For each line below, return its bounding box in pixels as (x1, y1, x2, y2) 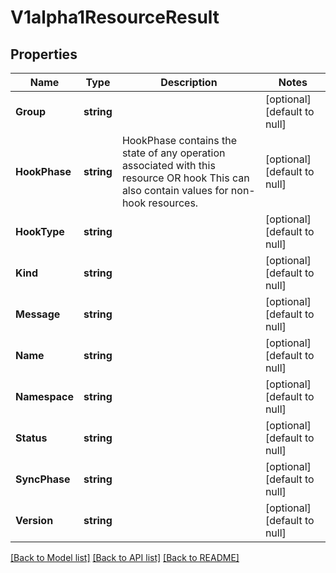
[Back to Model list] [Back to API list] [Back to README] (10, 552, 240, 563)
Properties (10, 46, 78, 63)
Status (15, 431, 48, 445)
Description (160, 76, 218, 89)
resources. (148, 196, 199, 210)
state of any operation (121, 146, 226, 160)
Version (15, 514, 54, 527)
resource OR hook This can (121, 171, 250, 185)
